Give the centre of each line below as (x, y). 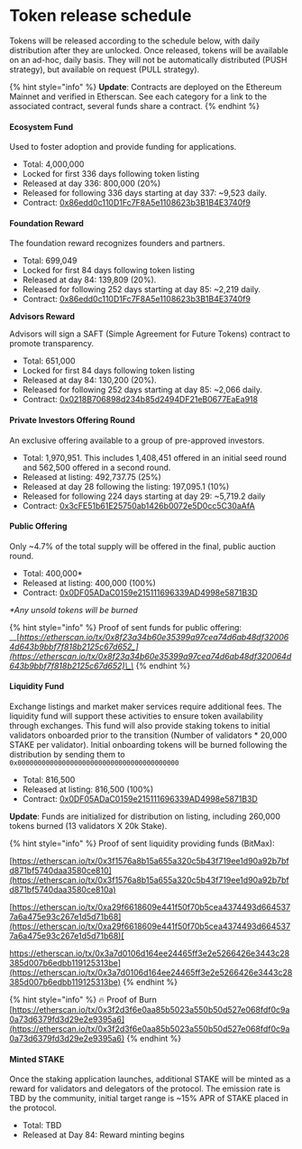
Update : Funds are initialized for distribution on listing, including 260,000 (145, 816)
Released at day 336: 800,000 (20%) (92, 184)
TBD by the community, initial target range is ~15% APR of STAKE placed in (149, 1098)
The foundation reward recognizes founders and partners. (117, 244)
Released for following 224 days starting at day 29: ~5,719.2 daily (144, 496)
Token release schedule (101, 16)
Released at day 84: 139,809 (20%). (89, 280)
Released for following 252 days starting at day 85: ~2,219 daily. (142, 290)
